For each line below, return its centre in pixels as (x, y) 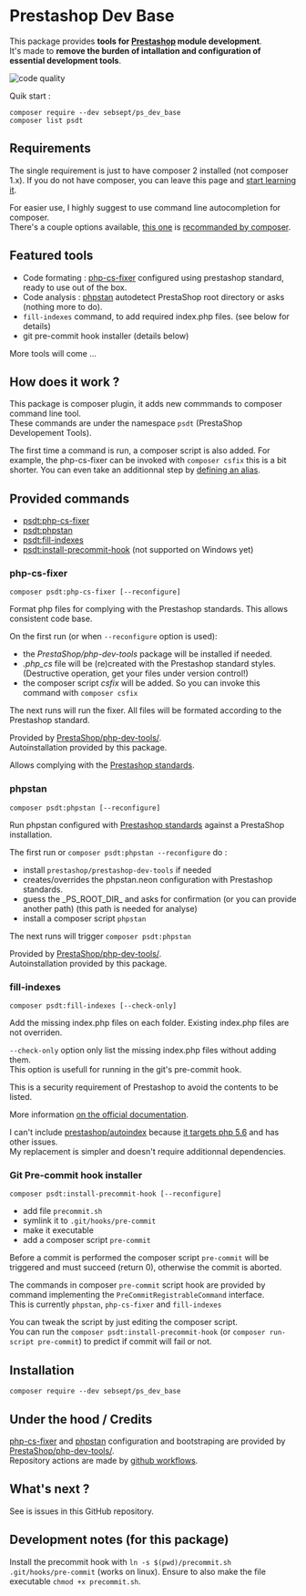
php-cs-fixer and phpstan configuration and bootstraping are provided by (148, 1441)
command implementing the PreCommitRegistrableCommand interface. (137, 1295)
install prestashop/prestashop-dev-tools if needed (117, 870)
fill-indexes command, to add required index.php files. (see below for (156, 316)
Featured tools (51, 256)
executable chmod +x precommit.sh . (75, 1581)
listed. (21, 1097)
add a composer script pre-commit (87, 1240)
